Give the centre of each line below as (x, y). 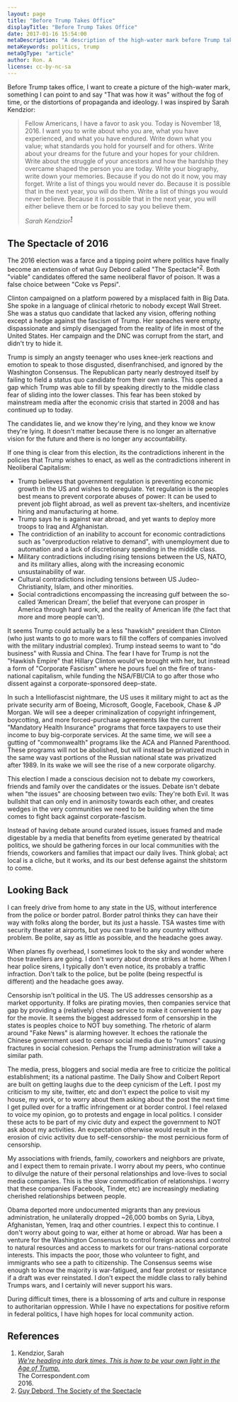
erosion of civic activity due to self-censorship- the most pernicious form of (118, 1137)
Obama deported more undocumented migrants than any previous (104, 1210)
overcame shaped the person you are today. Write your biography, (121, 168)
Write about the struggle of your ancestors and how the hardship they (126, 161)
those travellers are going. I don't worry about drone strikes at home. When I (119, 959)
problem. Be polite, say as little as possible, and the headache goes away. (115, 937)
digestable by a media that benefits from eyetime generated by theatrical (114, 837)
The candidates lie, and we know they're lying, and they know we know (112, 424)
